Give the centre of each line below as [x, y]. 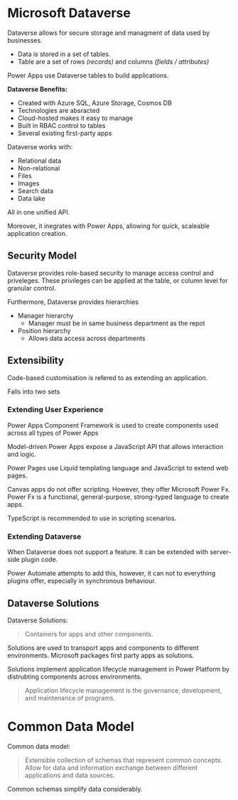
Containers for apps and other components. [89, 634]
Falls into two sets [34, 391]
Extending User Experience [55, 410]
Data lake [31, 198]
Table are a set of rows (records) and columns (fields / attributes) [113, 61]
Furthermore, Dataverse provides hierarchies [73, 302]
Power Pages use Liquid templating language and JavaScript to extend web [118, 467]
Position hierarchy [44, 330]
